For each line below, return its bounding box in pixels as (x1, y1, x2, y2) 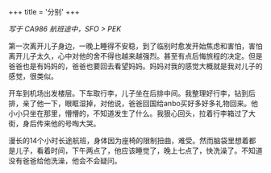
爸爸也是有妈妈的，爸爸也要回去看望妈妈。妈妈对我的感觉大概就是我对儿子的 (8, 61, 263, 71)
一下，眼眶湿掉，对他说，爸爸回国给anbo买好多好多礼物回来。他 (43, 99, 259, 108)
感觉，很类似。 (8, 72, 58, 80)
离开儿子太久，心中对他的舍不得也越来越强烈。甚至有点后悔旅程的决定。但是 (8, 51, 263, 60)
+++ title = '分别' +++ (8, 7, 81, 16)
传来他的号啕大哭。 (35, 119, 101, 128)
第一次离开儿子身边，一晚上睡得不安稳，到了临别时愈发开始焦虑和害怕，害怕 (8, 41, 263, 51)
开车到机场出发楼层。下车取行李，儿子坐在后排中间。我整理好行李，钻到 (8, 89, 248, 98)
